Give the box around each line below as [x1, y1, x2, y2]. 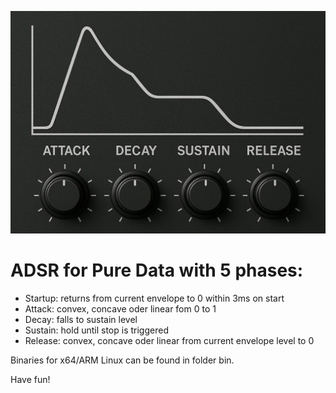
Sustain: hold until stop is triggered [24, 324, 169, 336]
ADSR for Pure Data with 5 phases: [10, 259, 304, 282]
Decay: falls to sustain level [24, 313, 138, 325]
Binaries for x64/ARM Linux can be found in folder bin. [10, 354, 235, 366]
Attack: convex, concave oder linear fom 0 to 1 [24, 302, 217, 315]
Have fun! [10, 373, 51, 385]
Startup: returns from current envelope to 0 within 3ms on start [24, 292, 285, 304]
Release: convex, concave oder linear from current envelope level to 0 [24, 334, 315, 346]
